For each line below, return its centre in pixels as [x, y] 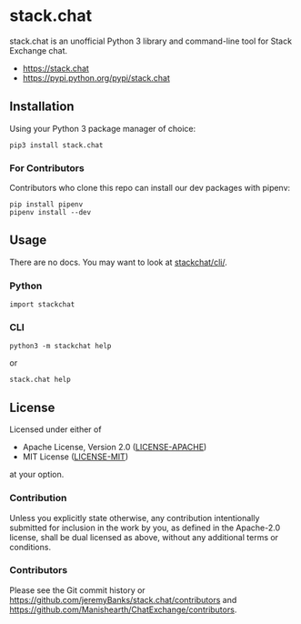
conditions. [30, 547]
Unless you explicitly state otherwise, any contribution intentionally [135, 518]
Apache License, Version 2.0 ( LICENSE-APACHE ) [115, 448]
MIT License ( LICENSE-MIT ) [75, 457]
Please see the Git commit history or [77, 590]
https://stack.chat [55, 68]
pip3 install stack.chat [56, 145]
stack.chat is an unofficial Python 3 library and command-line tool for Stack [151, 41]
